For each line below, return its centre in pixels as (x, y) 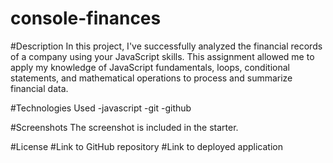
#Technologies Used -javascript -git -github (101, 108)
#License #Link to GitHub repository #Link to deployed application (146, 146)
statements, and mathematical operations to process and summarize (151, 78)
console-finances (86, 18)
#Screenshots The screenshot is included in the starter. (124, 127)
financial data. (39, 88)
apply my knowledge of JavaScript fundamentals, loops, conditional (150, 67)
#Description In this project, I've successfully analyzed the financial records (166, 46)
